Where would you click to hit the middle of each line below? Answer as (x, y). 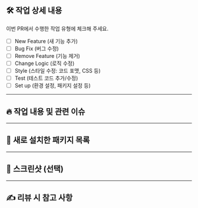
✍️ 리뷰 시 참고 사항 (39, 198)
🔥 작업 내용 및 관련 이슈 (46, 111)
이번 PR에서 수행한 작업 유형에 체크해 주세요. (57, 28)
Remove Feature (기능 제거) (47, 56)
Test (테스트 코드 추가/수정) (46, 78)
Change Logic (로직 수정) (44, 63)
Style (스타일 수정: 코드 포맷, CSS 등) (58, 71)
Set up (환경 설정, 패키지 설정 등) (53, 86)
